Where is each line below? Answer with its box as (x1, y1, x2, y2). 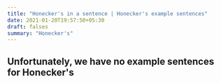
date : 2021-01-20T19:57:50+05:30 (7, 17, 105, 24)
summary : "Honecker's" (7, 29, 73, 37)
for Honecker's (7, 66, 75, 78)
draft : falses (7, 23, 49, 30)
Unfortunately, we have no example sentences (7, 55, 215, 67)
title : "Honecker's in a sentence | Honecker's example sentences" (7, 10, 208, 17)
